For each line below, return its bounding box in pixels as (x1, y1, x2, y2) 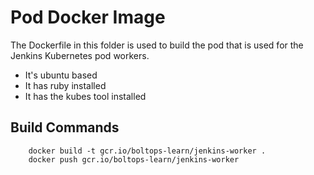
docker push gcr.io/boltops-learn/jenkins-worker (28, 154, 240, 165)
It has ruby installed (24, 79, 107, 91)
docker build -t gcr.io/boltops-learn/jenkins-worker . (28, 146, 267, 156)
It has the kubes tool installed (24, 90, 147, 102)
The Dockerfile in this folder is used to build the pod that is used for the (10, 39, 304, 51)
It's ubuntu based (24, 69, 98, 81)
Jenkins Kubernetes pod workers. (10, 49, 150, 61)
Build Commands (10, 119, 120, 136)
